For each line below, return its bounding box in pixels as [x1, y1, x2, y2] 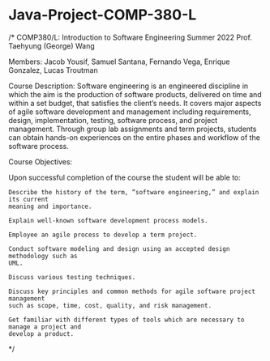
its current [8, 195, 49, 203]
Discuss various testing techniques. [8, 273, 136, 281]
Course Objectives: [8, 156, 73, 167]
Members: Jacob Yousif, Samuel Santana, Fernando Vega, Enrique [8, 57, 230, 66]
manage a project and [8, 322, 82, 331]
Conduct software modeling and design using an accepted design [8, 244, 230, 253]
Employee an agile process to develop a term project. [8, 231, 198, 239]
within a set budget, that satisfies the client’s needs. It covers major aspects [8, 98, 262, 108]
